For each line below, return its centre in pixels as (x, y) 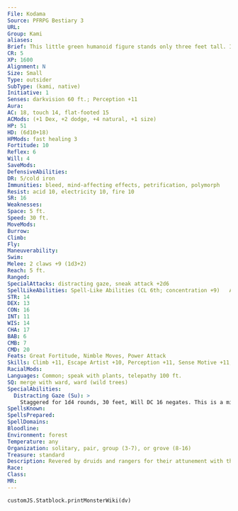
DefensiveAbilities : (38, 172)
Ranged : (19, 277)
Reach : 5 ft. (27, 270)
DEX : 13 (19, 304)
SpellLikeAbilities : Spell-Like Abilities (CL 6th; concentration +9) (114, 290)
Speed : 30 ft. (28, 218)
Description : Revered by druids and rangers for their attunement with (115, 461)
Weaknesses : (25, 205)
